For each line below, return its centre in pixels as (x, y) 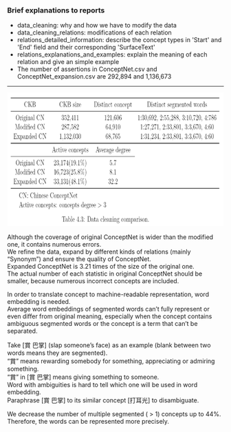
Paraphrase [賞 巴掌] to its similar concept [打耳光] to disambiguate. (103, 400)
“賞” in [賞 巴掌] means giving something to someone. (83, 377)
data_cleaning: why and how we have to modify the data (97, 25)
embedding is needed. (39, 302)
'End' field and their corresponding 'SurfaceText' (86, 48)
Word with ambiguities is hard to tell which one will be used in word (102, 385)
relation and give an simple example (68, 62)
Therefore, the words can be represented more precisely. (88, 422)
